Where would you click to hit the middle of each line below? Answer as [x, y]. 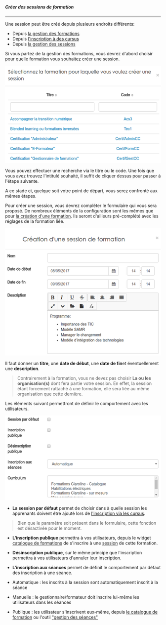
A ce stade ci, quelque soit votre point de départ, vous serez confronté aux [82, 191]
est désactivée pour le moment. [49, 528]
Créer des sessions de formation [40, 7]
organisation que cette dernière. [50, 394]
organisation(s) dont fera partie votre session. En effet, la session [84, 383]
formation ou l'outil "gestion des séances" [55, 617]
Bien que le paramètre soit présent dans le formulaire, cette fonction [87, 523]
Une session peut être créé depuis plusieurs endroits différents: [70, 24]
